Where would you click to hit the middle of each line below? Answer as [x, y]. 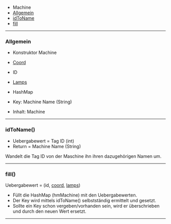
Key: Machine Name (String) [42, 102]
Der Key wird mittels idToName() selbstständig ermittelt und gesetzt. [84, 200]
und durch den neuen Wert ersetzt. [49, 211]
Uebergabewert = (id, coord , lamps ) [43, 185]
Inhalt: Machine [29, 112]
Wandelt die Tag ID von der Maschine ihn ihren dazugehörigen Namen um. [83, 156]
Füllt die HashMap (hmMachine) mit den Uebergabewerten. [75, 195]
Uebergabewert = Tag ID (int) [44, 141]
